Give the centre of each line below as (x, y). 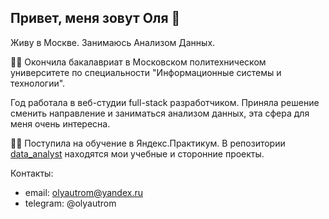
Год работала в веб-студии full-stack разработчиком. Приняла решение (165, 102)
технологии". (38, 83)
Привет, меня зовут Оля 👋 (95, 18)
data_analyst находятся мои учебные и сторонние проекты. (137, 153)
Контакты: (32, 173)
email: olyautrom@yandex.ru (84, 192)
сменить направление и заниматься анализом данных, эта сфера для (160, 113)
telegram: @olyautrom (70, 203)
